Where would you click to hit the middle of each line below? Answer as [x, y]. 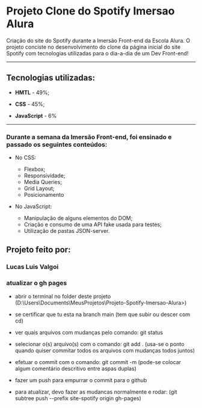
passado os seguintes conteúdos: [57, 144]
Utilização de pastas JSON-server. [67, 231]
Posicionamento [44, 195]
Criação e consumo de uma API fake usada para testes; [93, 224]
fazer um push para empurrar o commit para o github [81, 380]
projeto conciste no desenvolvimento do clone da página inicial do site [93, 47]
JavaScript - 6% [36, 116]
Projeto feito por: [38, 250]
